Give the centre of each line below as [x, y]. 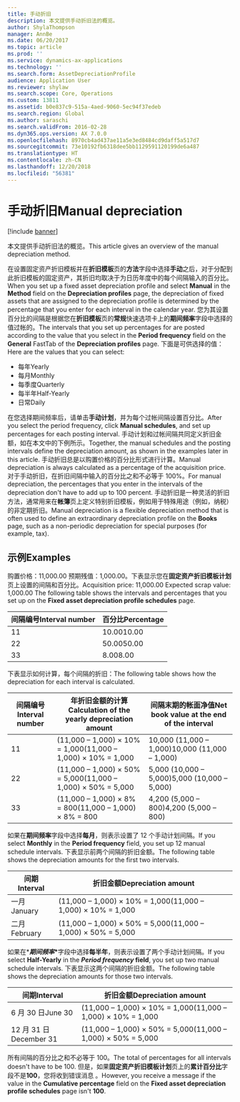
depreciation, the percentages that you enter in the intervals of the [105, 484]
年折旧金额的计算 [99, 701]
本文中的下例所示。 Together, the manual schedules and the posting [131, 443]
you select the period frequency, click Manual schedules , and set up [109, 425]
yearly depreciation [99, 719]
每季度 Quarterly [41, 384]
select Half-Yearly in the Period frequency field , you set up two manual [113, 960]
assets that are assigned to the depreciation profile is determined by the [113, 301]
